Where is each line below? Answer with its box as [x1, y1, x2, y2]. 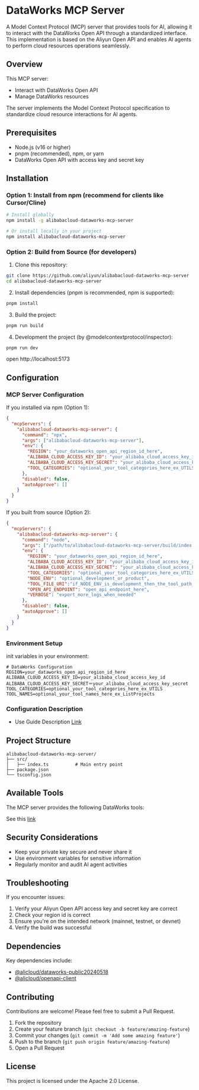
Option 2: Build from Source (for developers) [6, 247, 137, 256]
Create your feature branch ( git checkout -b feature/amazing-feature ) [14, 1025, 190, 1032]
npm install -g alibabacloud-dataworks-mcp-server [6, 218, 134, 224]
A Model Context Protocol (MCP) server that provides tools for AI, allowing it [6, 23, 192, 30]
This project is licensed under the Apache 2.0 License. [6, 1077, 139, 1084]
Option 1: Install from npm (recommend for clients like [6, 191, 164, 199]
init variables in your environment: [6, 652, 89, 659]
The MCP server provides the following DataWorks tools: [6, 804, 145, 811]
